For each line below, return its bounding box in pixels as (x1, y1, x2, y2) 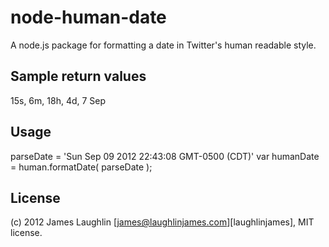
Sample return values (10, 68, 147, 85)
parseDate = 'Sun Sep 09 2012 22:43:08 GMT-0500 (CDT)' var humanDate (10, 150, 320, 162)
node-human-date (10, 6, 167, 29)
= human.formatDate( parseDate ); (10, 161, 153, 173)
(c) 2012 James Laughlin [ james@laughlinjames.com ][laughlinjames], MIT (10, 216, 315, 228)
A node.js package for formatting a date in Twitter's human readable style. (10, 39, 317, 51)
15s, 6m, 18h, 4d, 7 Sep (10, 94, 107, 106)
